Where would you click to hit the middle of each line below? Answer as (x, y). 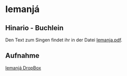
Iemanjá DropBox (23, 68)
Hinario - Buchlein (34, 28)
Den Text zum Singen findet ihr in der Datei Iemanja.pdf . (64, 40)
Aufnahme (22, 56)
